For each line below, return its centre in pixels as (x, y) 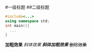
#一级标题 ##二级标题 (27, 7)
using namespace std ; (27, 21)
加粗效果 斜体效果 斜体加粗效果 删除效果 (46, 45)
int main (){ (17, 26)
